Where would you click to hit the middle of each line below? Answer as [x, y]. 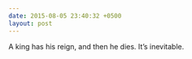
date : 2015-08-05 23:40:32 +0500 [65, 16]
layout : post [31, 23]
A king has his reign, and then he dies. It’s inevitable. [96, 46]
